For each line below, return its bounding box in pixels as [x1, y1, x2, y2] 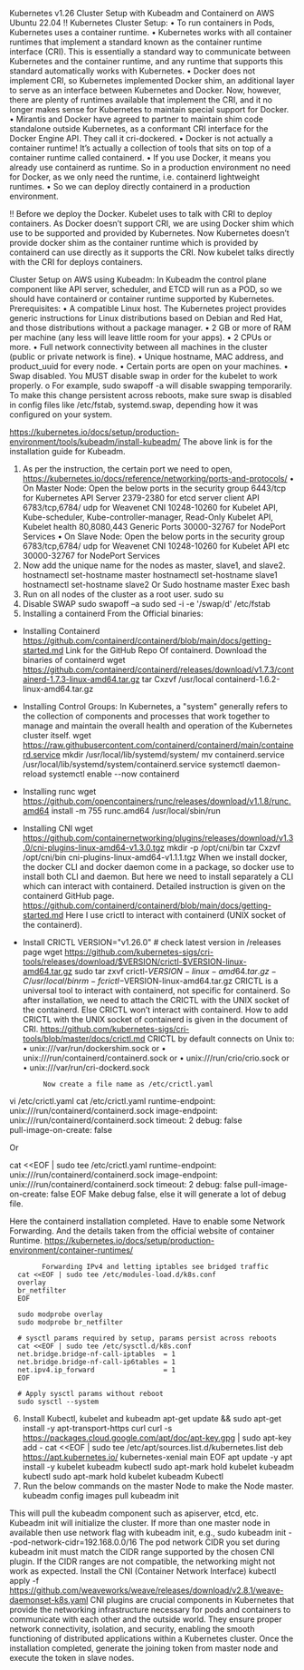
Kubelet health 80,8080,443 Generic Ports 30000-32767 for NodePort [22, 522, 287, 532]
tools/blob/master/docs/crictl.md [22, 1033, 146, 1044]
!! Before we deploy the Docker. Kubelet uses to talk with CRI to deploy [9, 209, 273, 219]
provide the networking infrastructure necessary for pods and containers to [9, 1605, 291, 1615]
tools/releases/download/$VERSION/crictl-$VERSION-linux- [22, 956, 247, 967]
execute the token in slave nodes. [9, 1653, 135, 1663]
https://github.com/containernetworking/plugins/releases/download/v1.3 [22, 833, 294, 843]
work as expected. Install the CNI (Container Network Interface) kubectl [9, 1566, 277, 1577]
